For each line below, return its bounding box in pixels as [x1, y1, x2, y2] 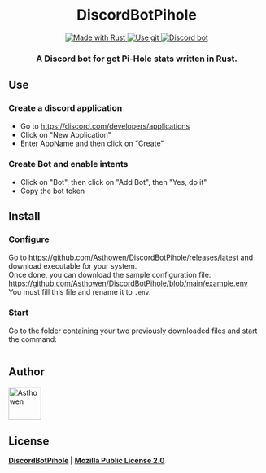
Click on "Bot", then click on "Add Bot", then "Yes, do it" [20, 177, 207, 186]
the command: [8, 334, 57, 344]
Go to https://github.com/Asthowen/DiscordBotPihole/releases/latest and [8, 252, 254, 262]
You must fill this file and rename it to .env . [8, 287, 152, 296]
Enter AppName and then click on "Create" [20, 138, 164, 148]
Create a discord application [8, 103, 123, 114]
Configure [8, 234, 50, 245]
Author [8, 365, 45, 379]
